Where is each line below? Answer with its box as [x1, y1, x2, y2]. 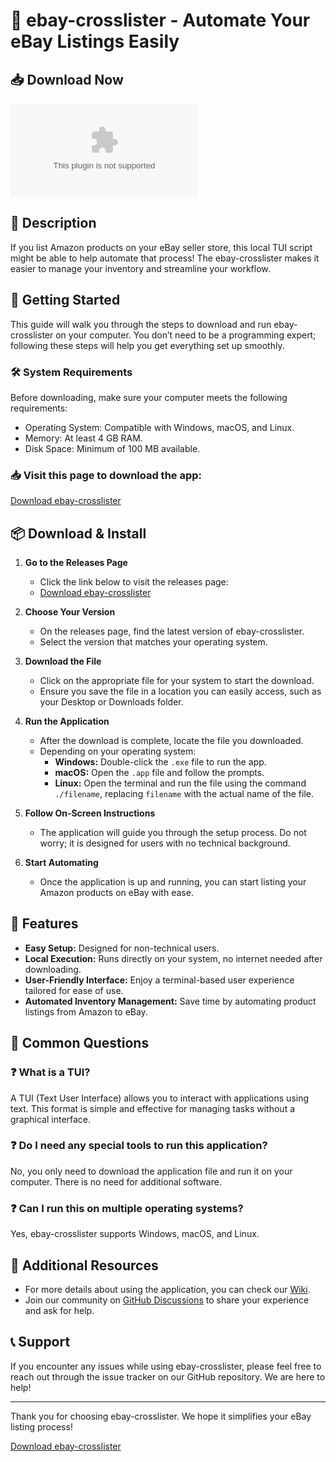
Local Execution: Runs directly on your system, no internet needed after [24, 952, 323, 964]
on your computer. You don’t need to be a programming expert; [55, 329, 317, 341]
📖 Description [10, 215, 97, 232]
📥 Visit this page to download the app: [10, 468, 203, 482]
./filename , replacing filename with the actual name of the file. [54, 788, 315, 800]
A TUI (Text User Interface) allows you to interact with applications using [10, 1092, 310, 1104]
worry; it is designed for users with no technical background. [39, 837, 291, 849]
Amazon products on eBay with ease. [39, 887, 194, 899]
